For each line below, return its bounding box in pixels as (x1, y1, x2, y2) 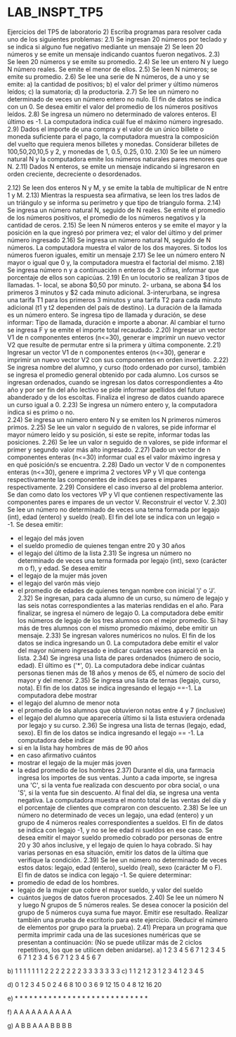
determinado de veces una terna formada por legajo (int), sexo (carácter (17, 556, 228, 564)
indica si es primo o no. (7, 408, 75, 416)
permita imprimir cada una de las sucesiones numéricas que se (17, 931, 202, 939)
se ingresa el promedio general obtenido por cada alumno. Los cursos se (7, 371, 219, 379)
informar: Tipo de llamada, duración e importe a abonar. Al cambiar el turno (7, 318, 225, 326)
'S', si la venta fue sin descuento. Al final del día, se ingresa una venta (17, 788, 220, 797)
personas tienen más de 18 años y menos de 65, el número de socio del (17, 669, 225, 677)
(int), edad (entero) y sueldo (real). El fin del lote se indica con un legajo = (7, 512, 221, 521)
